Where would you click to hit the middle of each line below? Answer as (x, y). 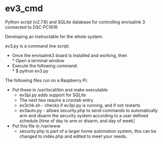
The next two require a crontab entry (56, 100)
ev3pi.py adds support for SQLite (53, 95)
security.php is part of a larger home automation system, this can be (88, 131)
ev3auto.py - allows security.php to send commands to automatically (89, 110)
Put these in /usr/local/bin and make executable (60, 90)
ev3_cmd (24, 9)
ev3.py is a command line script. (37, 46)
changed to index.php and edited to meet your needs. (73, 136)
